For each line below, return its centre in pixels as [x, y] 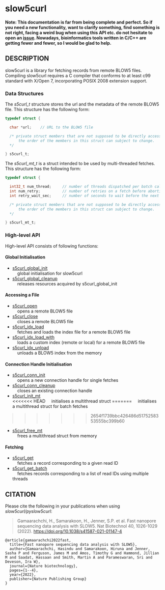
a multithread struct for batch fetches [50, 406]
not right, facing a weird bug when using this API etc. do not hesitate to [79, 32]
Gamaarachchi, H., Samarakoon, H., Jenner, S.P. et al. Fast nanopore [86, 521]
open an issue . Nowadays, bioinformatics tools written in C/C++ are [76, 38]
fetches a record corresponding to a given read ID [68, 463]
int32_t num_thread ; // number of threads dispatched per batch [81, 187]
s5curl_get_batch [30, 468]
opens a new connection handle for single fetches [68, 380]
